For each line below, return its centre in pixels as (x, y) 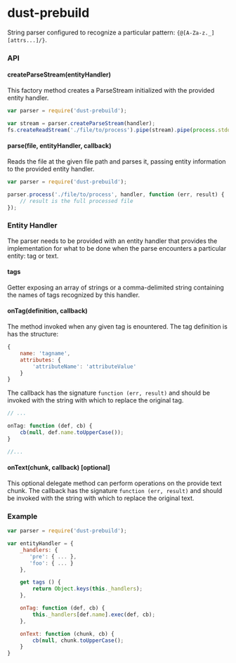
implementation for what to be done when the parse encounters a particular (117, 248)
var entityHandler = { (40, 544)
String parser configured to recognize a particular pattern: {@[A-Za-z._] (111, 32)
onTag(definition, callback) (47, 311)
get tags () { (40, 582)
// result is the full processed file (77, 201)
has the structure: (33, 334)
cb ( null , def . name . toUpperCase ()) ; (72, 433)
